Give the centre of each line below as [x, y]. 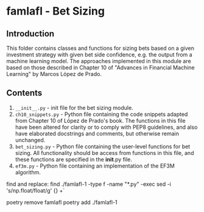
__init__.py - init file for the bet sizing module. [74, 108]
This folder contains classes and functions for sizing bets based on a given [100, 48]
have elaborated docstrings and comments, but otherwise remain [97, 133]
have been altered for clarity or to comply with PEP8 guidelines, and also [106, 127]
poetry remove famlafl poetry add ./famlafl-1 [62, 202]
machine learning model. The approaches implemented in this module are [99, 61]
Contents [24, 93]
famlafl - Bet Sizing [56, 11]
